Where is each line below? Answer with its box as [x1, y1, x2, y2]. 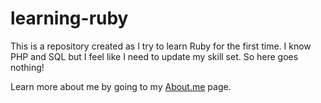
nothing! [10, 61, 45, 73]
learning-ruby [10, 7, 129, 30]
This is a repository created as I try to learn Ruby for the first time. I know [10, 40, 312, 52]
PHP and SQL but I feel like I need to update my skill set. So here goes [10, 50, 299, 62]
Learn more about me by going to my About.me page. [10, 80, 232, 92]
